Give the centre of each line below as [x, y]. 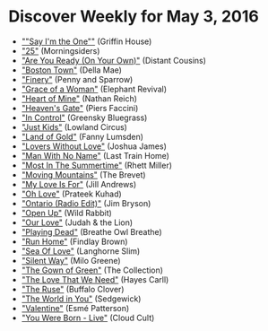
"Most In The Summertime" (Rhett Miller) [96, 165]
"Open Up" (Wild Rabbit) [67, 213]
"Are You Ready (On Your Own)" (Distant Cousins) [114, 60]
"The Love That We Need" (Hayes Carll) [95, 279]
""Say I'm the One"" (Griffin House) [86, 41]
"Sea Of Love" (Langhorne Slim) [81, 251]
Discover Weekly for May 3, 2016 [134, 17]
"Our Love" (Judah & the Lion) [77, 222]
